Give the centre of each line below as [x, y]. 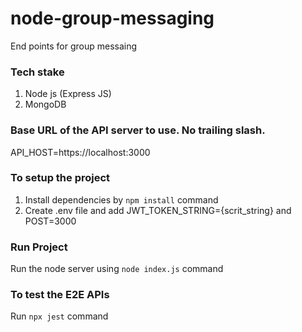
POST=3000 [50, 221]
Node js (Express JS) [68, 94]
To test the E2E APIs [60, 295]
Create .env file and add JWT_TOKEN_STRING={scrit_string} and [158, 210]
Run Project [39, 247]
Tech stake [37, 72]
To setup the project [60, 178]
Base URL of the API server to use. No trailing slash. [138, 130]
